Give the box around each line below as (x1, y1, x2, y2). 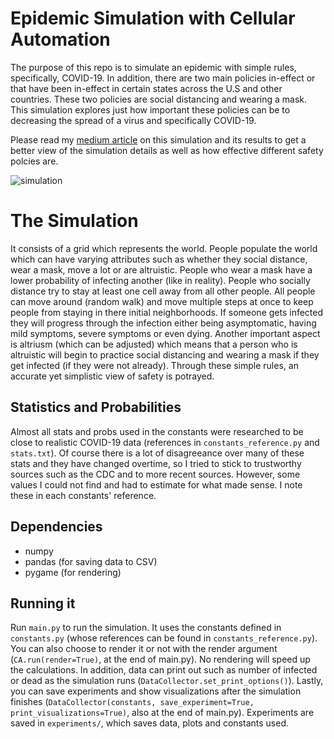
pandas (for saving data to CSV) (24, 555, 158, 567)
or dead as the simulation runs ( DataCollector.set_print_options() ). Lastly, (10, 675, 324, 687)
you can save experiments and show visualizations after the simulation (10, 685, 302, 697)
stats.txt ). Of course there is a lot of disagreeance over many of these (10, 447, 305, 459)
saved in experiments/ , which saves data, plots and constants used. (10, 717, 289, 729)
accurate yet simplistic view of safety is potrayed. (10, 370, 215, 382)
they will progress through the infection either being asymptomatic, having (10, 317, 317, 329)
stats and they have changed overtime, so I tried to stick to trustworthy (10, 457, 302, 469)
